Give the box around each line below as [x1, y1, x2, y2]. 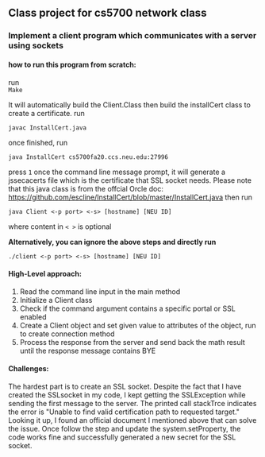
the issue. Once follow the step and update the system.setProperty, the [8, 424, 241, 433]
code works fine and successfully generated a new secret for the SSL [8, 432, 236, 442]
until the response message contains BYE [19, 346, 156, 355]
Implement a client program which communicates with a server [8, 30, 257, 41]
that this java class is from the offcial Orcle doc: [8, 184, 164, 193]
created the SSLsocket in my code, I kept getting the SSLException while [8, 389, 246, 400]
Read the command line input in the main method [19, 286, 181, 296]
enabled [19, 312, 47, 321]
